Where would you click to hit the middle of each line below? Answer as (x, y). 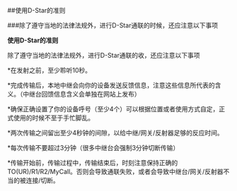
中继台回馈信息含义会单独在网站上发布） (81, 94)
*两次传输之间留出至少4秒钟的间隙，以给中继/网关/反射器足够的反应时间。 (116, 133)
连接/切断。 (43, 180)
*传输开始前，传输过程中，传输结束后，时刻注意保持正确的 (93, 163)
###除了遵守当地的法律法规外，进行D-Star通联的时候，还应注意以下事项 (112, 25)
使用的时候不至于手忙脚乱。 (53, 118)
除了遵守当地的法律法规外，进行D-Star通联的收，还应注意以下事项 (104, 55)
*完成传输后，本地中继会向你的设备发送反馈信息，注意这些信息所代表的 (111, 85)
